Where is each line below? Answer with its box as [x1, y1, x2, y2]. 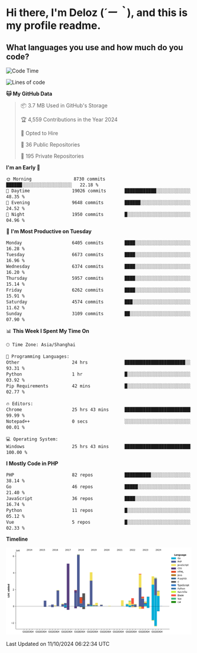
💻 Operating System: [6, 436, 59, 442]
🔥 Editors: [6, 401, 34, 407]
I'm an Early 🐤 [6, 164, 41, 171]
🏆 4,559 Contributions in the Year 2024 [20, 116, 118, 123]
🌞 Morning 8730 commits [6, 176, 106, 182]
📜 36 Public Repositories [20, 141, 81, 148]
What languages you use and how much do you [6, 43, 183, 53]
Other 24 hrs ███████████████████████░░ [6, 360, 191, 365]
